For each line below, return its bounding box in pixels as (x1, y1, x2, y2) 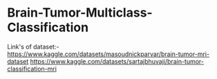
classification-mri (7, 64, 57, 73)
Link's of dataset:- (7, 42, 59, 51)
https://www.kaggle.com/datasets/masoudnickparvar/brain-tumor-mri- (7, 50, 209, 58)
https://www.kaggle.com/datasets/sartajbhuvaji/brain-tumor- (30, 57, 205, 65)
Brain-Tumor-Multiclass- (7, 5, 153, 21)
